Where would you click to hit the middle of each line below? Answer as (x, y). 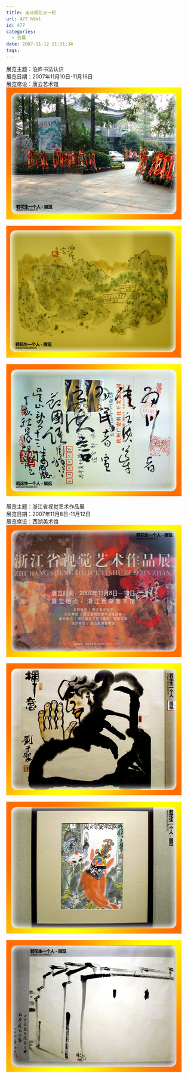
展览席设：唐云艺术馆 (32, 84)
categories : (21, 32)
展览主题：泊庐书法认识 (35, 69)
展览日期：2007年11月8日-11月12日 (48, 514)
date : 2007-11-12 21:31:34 (40, 44)
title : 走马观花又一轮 (31, 13)
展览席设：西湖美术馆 (32, 521)
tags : (13, 51)
